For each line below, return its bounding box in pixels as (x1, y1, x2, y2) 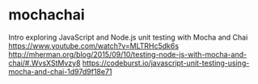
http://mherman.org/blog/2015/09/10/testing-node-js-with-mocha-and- (8, 49, 247, 59)
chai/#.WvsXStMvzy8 (8, 58, 81, 68)
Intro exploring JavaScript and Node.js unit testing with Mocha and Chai (8, 32, 248, 42)
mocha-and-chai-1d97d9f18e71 (8, 66, 112, 76)
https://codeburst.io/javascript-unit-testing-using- (82, 58, 250, 68)
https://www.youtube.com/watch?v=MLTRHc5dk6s (8, 40, 180, 50)
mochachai (8, 6, 85, 24)
